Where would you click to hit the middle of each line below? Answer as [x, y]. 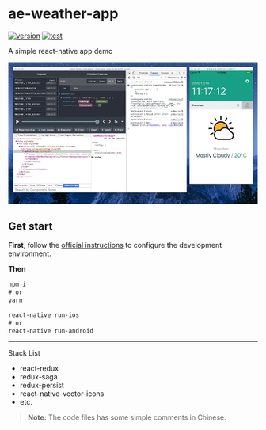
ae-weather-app [63, 14]
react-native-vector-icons [62, 394]
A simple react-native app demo [61, 51]
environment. [30, 253]
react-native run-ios [44, 315]
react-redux [39, 368]
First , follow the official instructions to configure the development [115, 245]
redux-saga [38, 377]
